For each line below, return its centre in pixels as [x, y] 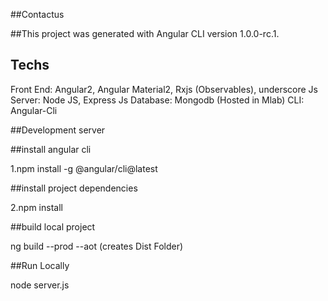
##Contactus [37, 14]
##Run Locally [40, 265]
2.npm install [36, 207]
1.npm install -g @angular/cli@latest [84, 168]
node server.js [40, 285]
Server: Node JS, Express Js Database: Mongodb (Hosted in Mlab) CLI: [157, 100]
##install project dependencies [74, 188]
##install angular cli [51, 149]
